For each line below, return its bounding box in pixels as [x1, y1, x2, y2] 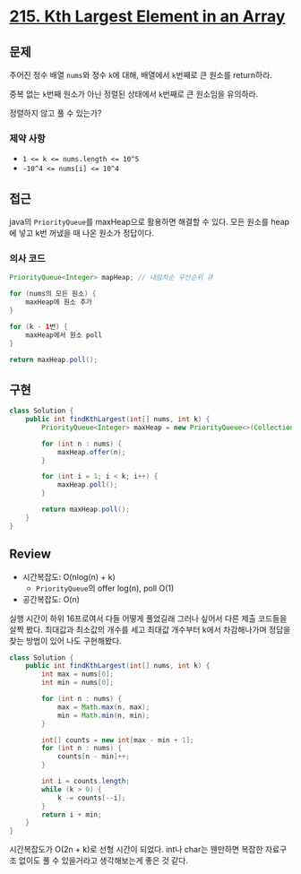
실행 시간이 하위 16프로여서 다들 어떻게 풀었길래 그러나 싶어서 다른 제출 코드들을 [9, 612, 288, 624]
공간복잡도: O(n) [21, 593, 81, 604]
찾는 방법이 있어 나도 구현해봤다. [9, 635, 123, 646]
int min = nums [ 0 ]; [41, 679, 115, 688]
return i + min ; [41, 809, 102, 819]
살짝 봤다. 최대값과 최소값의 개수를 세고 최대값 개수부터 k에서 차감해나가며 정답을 [9, 624, 291, 635]
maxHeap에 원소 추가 [25, 298, 92, 307]
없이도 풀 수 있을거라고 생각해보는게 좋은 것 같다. [18, 855, 188, 866]
